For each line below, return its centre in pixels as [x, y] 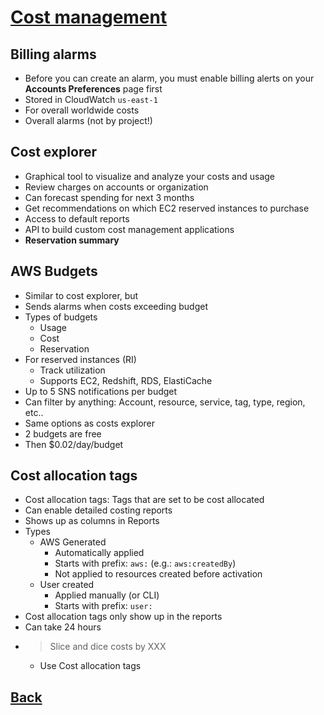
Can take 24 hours [63, 627]
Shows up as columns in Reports [92, 521]
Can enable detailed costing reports [98, 510]
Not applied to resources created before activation [158, 574]
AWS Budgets [54, 271]
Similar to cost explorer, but [81, 295]
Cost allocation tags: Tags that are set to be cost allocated [144, 500]
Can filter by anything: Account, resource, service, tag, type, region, [165, 402]
